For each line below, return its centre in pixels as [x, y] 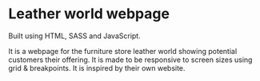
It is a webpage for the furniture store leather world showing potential [123, 51]
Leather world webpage [89, 14]
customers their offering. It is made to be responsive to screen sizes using [130, 60]
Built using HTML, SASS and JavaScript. [75, 36]
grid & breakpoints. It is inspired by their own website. [97, 67]
